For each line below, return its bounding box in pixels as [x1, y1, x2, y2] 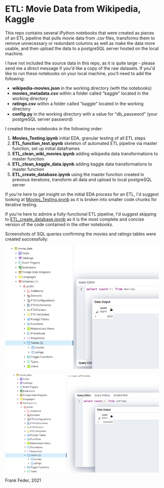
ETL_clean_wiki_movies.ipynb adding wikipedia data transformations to [12, 150, 158, 157]
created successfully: [5, 236, 49, 242]
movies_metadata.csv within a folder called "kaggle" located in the [12, 90, 149, 96]
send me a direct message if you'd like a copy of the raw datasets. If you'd [5, 65, 155, 71]
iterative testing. [5, 202, 38, 207]
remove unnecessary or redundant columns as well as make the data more [5, 40, 155, 46]
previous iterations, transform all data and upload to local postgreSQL [12, 177, 152, 183]
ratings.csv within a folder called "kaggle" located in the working [12, 101, 144, 106]
